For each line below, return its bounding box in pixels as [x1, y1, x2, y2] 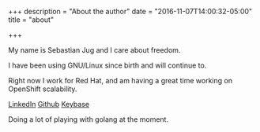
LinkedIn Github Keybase [8, 100, 89, 108]
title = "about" [8, 15, 54, 24]
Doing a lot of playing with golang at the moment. [8, 115, 168, 124]
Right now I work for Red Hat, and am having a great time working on [8, 76, 233, 85]
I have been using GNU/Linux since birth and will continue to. [8, 60, 207, 70]
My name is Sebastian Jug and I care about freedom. [8, 46, 181, 54]
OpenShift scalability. [8, 84, 77, 93]
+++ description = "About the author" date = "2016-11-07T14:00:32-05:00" [8, 7, 253, 16]
